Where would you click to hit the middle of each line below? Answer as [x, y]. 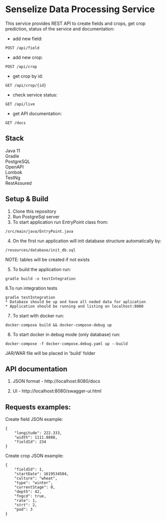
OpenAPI [15, 167]
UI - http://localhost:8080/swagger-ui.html [57, 391]
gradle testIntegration [30, 297]
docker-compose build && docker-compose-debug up [59, 325]
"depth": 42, [28, 492]
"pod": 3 [24, 510]
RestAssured [18, 183]
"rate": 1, [26, 501]
